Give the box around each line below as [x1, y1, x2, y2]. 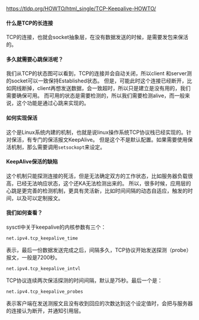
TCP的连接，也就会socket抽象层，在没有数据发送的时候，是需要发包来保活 [6, 34, 188, 41]
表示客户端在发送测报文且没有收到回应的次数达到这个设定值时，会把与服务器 [6, 300, 193, 307]
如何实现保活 [6, 114, 37, 121]
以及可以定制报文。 [16, 194, 63, 201]
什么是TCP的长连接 [6, 19, 53, 26]
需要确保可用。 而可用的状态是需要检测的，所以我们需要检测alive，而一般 [6, 92, 185, 100]
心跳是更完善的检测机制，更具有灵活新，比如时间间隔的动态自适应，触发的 [6, 187, 188, 194]
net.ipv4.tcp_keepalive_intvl [6, 266, 81, 272]
